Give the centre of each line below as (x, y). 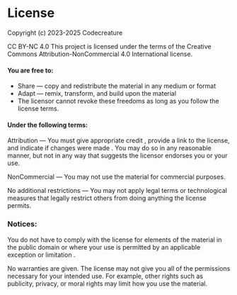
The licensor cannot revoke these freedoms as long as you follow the (118, 101)
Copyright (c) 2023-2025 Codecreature (65, 33)
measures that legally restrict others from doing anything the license (107, 198)
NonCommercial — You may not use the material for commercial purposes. (116, 177)
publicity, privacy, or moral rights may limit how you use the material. (108, 283)
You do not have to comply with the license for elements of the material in (115, 240)
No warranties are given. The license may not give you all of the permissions (119, 268)
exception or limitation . (41, 255)
